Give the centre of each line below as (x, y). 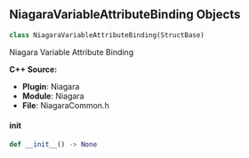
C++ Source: (33, 69)
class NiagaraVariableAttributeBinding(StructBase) (107, 35)
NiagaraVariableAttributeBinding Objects (125, 15)
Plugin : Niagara (51, 86)
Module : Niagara (53, 96)
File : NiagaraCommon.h (65, 105)
